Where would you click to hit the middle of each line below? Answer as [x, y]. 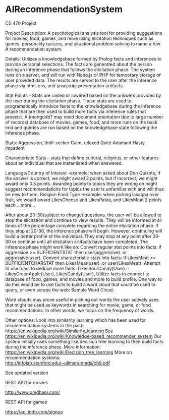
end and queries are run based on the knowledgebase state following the [81, 128]
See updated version [27, 373]
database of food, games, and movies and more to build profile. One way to [84, 279]
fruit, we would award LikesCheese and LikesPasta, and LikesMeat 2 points [83, 200]
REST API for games [26, 402]
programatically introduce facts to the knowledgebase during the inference [83, 106]
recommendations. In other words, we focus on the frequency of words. [80, 310]
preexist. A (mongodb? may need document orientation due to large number [84, 116]
